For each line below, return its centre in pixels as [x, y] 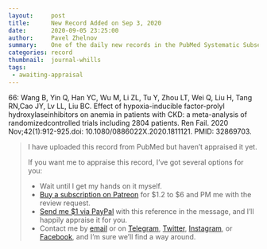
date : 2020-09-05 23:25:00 [64, 30]
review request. [65, 203]
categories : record [41, 53]
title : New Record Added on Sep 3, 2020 [85, 23]
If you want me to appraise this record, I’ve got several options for [135, 162]
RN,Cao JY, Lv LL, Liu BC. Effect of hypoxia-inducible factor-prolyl [116, 106]
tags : [17, 68]
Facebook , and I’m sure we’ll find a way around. [118, 236]
